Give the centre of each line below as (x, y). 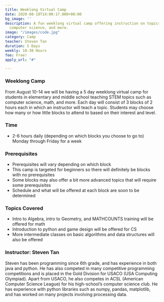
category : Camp (20, 37)
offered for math (29, 224)
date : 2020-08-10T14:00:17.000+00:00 (43, 14)
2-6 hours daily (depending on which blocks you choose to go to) (78, 136)
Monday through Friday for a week (47, 141)
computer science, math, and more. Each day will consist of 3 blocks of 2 (79, 102)
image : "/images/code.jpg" (32, 32)
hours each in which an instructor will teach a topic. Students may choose (79, 107)
